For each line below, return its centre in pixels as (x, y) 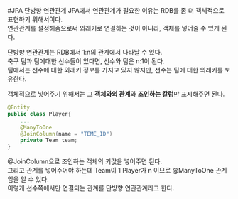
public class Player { (39, 114)
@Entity (19, 107)
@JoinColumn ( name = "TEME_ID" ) (66, 134)
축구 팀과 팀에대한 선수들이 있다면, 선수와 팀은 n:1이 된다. (86, 61)
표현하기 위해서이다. (35, 19)
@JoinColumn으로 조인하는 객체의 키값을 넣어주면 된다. (85, 161)
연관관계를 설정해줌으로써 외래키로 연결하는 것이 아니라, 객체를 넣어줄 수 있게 (114, 28)
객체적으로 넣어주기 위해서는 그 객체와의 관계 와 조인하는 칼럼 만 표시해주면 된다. (116, 94)
